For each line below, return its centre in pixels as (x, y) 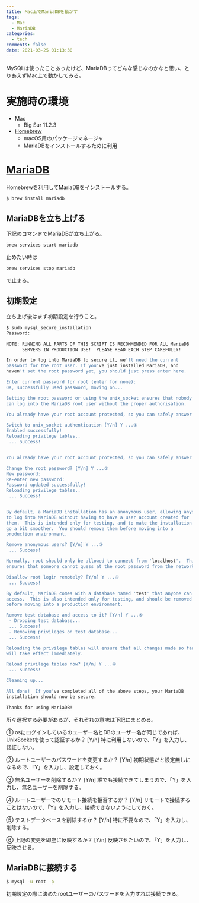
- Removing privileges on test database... (63, 632)
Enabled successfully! (34, 431)
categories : (21, 34)
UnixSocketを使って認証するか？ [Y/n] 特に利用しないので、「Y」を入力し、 (98, 740)
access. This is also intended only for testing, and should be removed (99, 599)
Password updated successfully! (46, 485)
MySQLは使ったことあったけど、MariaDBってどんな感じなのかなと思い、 (95, 68)
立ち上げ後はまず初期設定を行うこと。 (53, 316)
